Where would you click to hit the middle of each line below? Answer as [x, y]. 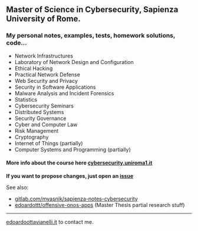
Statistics [26, 99]
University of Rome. [43, 19]
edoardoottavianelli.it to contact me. [50, 222]
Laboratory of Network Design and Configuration [74, 62]
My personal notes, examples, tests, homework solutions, [91, 36]
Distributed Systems [39, 112]
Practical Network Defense [47, 74]
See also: [17, 187]
